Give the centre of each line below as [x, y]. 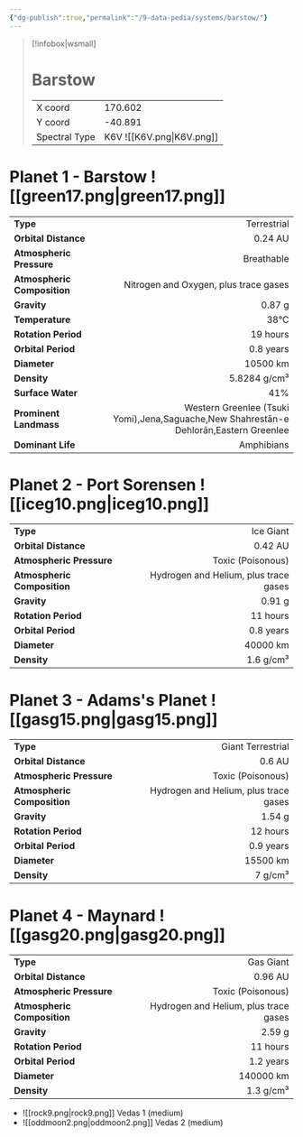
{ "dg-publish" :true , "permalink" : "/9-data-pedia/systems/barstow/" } [139, 18]
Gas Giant [268, 962]
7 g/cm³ [272, 875]
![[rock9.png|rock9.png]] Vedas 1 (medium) [103, 1113]
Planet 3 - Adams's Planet [108, 700]
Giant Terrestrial [255, 747]
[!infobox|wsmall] [64, 43]
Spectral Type [66, 136]
